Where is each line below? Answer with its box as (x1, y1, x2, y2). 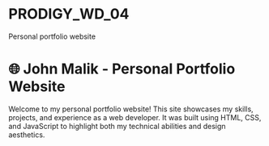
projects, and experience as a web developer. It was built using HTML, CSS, (8, 112, 262, 122)
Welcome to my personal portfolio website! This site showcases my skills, (8, 104, 254, 114)
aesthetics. (8, 130, 45, 140)
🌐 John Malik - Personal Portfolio (8, 60, 236, 78)
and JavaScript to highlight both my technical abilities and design (8, 121, 226, 131)
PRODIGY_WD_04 (8, 5, 130, 23)
